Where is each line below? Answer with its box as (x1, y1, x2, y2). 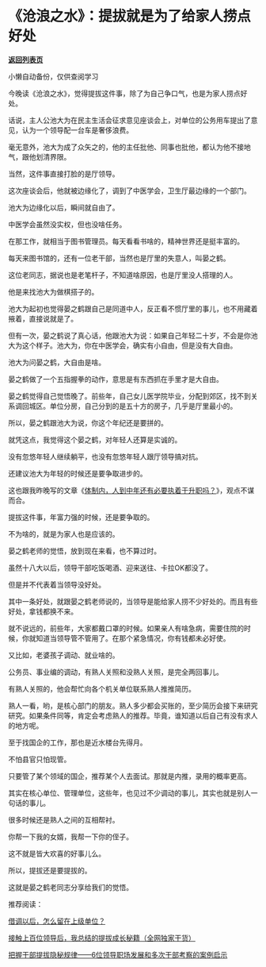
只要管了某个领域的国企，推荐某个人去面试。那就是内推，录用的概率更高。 (8, 771, 251, 780)
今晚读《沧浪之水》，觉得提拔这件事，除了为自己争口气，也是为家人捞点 (8, 88, 241, 98)
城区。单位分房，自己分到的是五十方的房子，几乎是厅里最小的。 (28, 401, 237, 410)
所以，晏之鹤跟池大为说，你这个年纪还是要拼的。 (8, 418, 168, 427)
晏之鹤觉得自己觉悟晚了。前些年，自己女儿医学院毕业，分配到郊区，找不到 (8, 391, 251, 401)
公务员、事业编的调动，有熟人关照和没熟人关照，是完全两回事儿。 (8, 667, 223, 676)
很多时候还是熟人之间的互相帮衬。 (8, 815, 120, 824)
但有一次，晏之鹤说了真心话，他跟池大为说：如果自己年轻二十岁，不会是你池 (8, 330, 258, 340)
